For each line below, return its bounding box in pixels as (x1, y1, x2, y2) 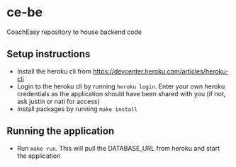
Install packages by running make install (16, 104, 137, 113)
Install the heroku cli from (16, 67, 91, 75)
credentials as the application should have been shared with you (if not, (16, 89, 226, 98)
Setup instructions (6, 48, 91, 60)
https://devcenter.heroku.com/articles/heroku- (92, 67, 229, 75)
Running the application (6, 125, 115, 137)
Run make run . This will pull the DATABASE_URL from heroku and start (16, 144, 220, 152)
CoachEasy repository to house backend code (6, 28, 142, 36)
